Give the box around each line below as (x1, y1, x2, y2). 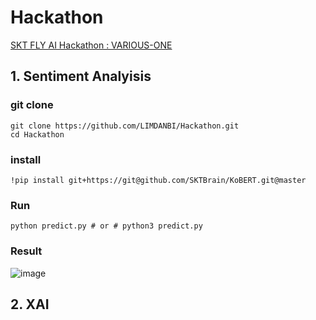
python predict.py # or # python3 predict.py (10, 221, 203, 231)
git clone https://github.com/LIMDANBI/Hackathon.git (10, 121, 240, 131)
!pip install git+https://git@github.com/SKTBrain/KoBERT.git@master (10, 175, 307, 185)
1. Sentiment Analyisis (10, 68, 152, 85)
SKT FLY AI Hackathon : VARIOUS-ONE (10, 39, 173, 51)
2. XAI (10, 296, 50, 313)
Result (10, 244, 43, 258)
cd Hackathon (10, 129, 65, 140)
